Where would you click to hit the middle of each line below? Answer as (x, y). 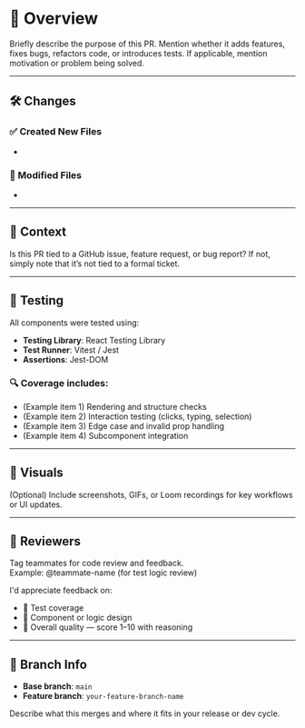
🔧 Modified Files (46, 175)
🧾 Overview (54, 19)
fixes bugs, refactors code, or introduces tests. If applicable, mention (138, 53)
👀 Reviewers (45, 541)
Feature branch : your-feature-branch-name (103, 696)
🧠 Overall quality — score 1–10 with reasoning (108, 627)
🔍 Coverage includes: (59, 384)
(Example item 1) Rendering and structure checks (114, 406)
